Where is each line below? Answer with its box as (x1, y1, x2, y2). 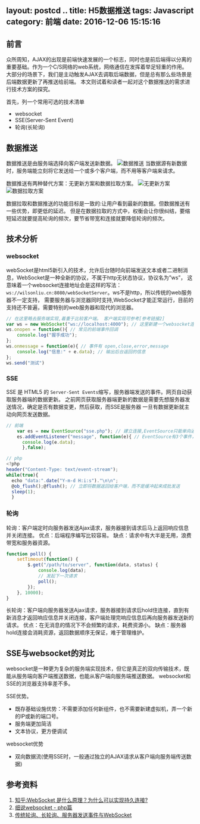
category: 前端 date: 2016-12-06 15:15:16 (6, 17, 161, 27)
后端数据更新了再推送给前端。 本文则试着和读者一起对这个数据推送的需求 (6, 78, 185, 85)
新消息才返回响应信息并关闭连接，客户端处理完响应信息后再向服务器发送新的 (6, 614, 194, 621)
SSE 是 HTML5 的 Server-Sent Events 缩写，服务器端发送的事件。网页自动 (6, 388, 187, 395)
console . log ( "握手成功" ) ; (17, 332, 77, 338)
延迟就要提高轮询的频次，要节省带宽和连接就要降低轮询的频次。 (11, 215, 168, 222)
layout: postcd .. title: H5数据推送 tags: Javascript (6, 5, 194, 16)
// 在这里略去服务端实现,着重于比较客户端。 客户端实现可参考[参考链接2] (6, 315, 165, 322)
